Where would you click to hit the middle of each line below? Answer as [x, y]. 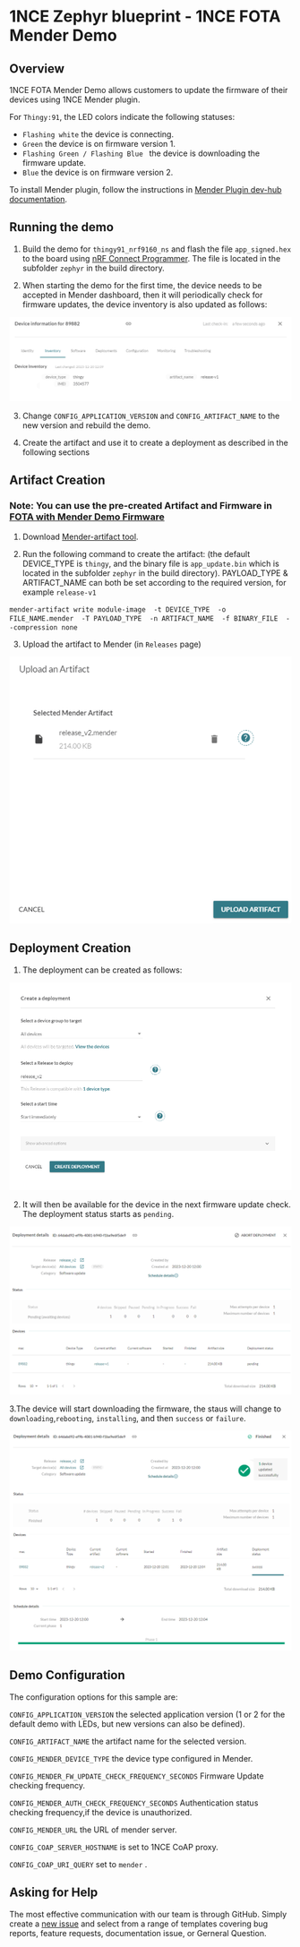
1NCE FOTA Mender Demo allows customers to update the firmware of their [149, 90]
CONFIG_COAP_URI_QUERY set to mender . [78, 1864]
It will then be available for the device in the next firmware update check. [156, 1205]
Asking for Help [54, 1893]
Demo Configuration [67, 1675]
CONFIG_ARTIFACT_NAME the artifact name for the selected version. [128, 1741]
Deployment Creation [70, 948]
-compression [34, 627]
